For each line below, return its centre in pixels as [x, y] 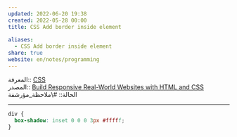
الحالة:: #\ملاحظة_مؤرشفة [43, 94]
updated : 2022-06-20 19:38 [47, 14]
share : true [25, 53]
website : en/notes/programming [54, 60]
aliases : [21, 40]
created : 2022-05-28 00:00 [47, 20]
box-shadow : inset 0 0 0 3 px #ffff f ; [70, 120]
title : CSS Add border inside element [65, 27]
